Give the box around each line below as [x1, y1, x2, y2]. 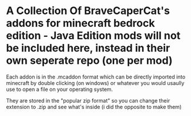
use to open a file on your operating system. [6, 86, 113, 93]
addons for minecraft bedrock [6, 16, 155, 30]
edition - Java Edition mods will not [6, 29, 181, 42]
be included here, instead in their [6, 42, 170, 55]
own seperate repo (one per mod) [6, 54, 173, 67]
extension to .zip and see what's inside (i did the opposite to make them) [6, 103, 182, 110]
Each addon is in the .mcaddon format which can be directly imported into [6, 73, 186, 80]
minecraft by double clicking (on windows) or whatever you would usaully [6, 79, 185, 86]
